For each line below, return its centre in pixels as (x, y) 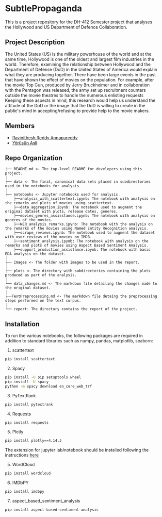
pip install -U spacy (27, 382)
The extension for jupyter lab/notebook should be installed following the (77, 450)
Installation (22, 324)
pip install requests (27, 422)
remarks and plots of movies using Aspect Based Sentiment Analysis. (77, 245)
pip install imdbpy (25, 492)
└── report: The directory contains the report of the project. (71, 309)
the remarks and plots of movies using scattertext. (59, 203)
